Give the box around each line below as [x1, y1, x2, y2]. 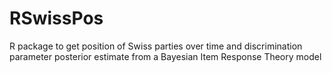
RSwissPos [9, 7, 104, 30]
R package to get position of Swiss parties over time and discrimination [9, 40, 303, 52]
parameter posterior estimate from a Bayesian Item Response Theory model [9, 50, 322, 62]
